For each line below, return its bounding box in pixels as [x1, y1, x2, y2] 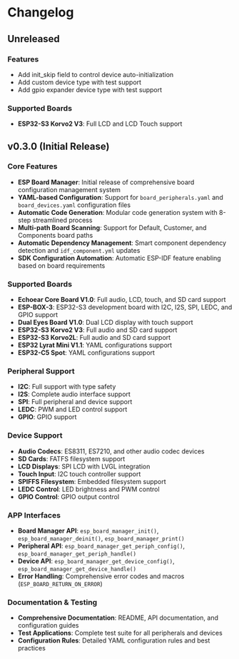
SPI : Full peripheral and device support [17, 398, 133, 406]
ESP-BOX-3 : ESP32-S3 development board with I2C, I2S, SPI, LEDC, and [17, 303, 233, 311]
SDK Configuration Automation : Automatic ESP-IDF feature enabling [17, 253, 221, 262]
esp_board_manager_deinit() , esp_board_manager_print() [17, 534, 185, 543]
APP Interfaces [7, 510, 61, 520]
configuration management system [17, 185, 121, 193]
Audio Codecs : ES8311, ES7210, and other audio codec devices [17, 447, 205, 456]
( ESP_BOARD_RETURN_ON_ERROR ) [17, 580, 103, 588]
